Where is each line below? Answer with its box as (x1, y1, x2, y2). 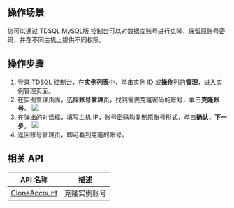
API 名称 (20, 175, 48, 185)
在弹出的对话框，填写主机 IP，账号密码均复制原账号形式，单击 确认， (17, 113, 215, 121)
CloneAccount (10, 188, 58, 198)
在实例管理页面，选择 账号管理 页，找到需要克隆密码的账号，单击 (17, 95, 201, 104)
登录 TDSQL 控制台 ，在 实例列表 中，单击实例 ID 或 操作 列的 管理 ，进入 (17, 78, 217, 86)
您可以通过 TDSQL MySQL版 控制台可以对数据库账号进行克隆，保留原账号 (7, 27, 219, 35)
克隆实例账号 (64, 188, 107, 198)
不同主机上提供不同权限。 (31, 35, 105, 43)
